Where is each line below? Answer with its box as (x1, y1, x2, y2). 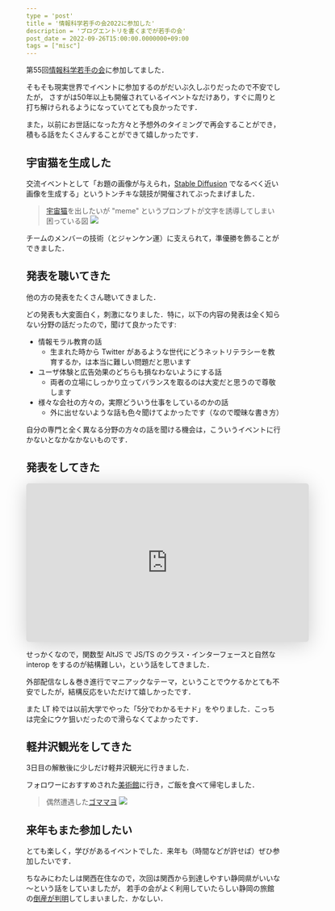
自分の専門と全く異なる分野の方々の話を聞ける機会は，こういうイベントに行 (26, 424, 281, 434)
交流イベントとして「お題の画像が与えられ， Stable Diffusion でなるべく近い (26, 179, 279, 188)
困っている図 (45, 216, 89, 226)
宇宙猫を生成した (26, 155, 111, 170)
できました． (26, 243, 69, 253)
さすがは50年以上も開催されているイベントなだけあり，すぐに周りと (48, 92, 276, 102)
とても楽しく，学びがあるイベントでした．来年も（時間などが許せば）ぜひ (26, 846, 274, 856)
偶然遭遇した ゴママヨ (45, 797, 117, 807)
